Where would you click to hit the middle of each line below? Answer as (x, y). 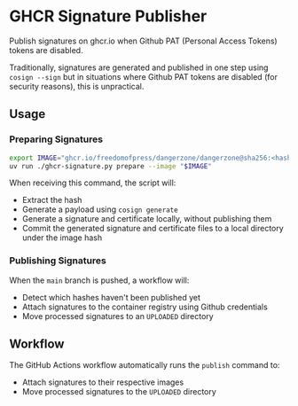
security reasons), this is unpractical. (77, 86)
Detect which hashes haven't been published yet (111, 297)
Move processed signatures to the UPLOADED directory (119, 392)
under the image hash (62, 238)
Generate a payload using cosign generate (100, 209)
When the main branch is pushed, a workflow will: (99, 280)
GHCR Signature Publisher (108, 16)
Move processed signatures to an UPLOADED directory (118, 316)
